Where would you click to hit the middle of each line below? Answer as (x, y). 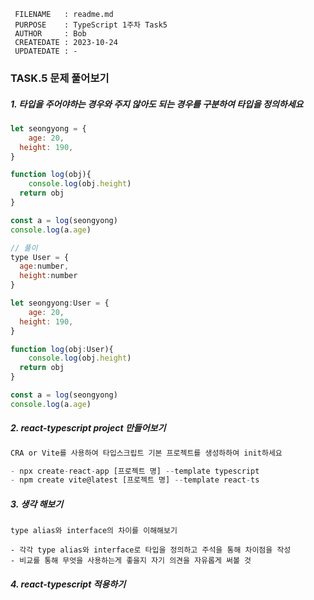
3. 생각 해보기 (37, 504)
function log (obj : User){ (62, 349)
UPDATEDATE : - (46, 51)
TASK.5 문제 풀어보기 (60, 78)
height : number (48, 276)
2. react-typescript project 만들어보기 (88, 428)
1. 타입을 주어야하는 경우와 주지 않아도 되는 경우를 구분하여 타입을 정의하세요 (157, 104)
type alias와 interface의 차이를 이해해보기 (94, 531)
